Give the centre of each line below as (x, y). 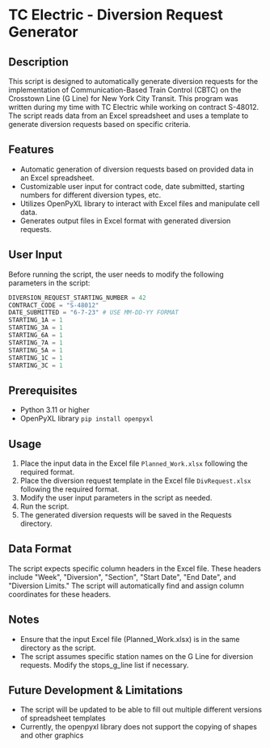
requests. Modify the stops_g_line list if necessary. (104, 665)
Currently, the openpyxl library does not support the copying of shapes (138, 727)
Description (38, 62)
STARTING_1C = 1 (36, 357)
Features (31, 150)
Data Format (40, 549)
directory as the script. (58, 648)
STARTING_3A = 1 (36, 328)
